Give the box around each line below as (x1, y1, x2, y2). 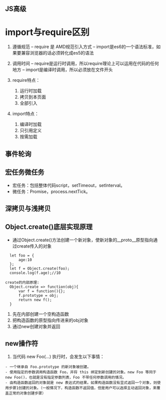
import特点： (12, 111, 39, 117)
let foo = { (9, 253, 35, 258)
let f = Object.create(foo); (9, 266, 70, 271)
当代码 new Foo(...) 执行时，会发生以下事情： (12, 353, 105, 359)
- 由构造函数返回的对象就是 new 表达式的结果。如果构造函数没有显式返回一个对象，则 (5, 380, 158, 385)
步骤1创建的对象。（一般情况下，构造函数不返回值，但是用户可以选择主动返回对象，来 (8, 385, 157, 391)
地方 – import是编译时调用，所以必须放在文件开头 (12, 67, 113, 73)
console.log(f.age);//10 (9, 270, 61, 275)
